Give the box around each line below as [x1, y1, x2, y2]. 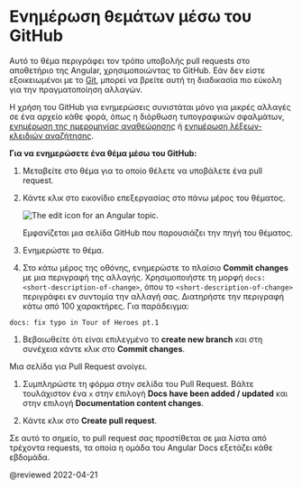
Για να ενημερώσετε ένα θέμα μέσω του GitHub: [9, 147, 197, 159]
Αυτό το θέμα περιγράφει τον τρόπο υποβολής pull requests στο [9, 55, 251, 66]
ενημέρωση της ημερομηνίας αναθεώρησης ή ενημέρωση [9, 120, 228, 132]
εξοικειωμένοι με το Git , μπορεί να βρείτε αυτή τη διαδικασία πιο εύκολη [9, 74, 282, 85]
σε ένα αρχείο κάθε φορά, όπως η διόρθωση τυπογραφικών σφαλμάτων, [9, 111, 285, 122]
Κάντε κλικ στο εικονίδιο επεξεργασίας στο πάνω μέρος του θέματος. [22, 192, 286, 203]
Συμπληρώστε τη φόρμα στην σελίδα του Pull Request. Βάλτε [22, 378, 254, 389]
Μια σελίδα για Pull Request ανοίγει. [9, 361, 147, 372]
